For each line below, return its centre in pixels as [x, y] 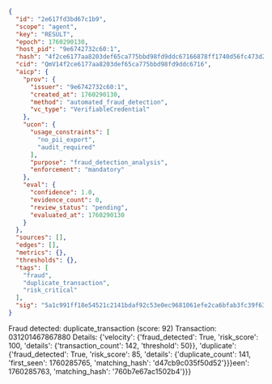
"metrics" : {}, [41, 253]
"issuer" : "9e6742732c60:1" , [79, 87]
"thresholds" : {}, [47, 260]
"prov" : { [40, 79]
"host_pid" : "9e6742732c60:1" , [68, 49]
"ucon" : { [40, 125]
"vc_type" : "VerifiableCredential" [90, 109]
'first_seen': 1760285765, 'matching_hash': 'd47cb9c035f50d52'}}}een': [129, 363]
